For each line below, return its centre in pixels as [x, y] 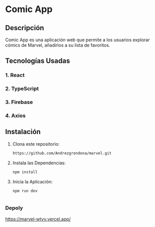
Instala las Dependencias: [39, 163]
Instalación [23, 132]
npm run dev [25, 191]
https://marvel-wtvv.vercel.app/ [38, 219]
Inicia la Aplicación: [32, 181]
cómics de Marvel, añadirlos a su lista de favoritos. [58, 45]
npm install [25, 172]
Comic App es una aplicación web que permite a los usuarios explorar [77, 40]
